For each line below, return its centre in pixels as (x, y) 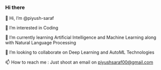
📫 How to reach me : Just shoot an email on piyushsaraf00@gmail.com (79, 62)
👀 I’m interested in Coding (32, 28)
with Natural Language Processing (41, 43)
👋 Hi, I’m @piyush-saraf (29, 18)
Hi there (15, 7)
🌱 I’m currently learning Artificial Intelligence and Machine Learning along (81, 37)
